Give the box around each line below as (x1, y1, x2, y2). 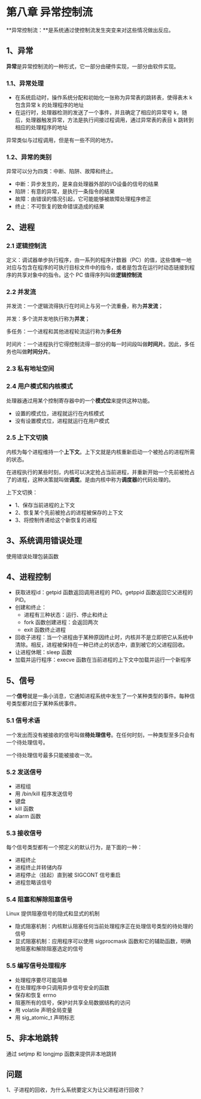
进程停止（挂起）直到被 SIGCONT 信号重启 (14, 871, 121, 879)
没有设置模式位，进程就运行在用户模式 (14, 417, 109, 424)
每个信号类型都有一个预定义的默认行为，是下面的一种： (6, 844, 142, 851)
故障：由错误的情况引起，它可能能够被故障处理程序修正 (14, 195, 151, 202)
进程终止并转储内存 (14, 864, 63, 871)
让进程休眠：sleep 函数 (14, 649, 72, 656)
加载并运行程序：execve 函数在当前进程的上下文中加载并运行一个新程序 (14, 656, 191, 664)
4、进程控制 (6, 572, 51, 582)
